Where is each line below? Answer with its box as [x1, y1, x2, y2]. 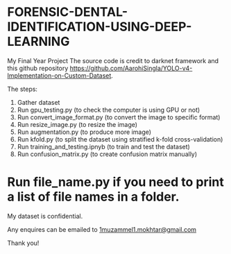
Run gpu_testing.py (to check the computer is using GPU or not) [17, 105, 200, 114]
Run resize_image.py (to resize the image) [17, 120, 137, 128]
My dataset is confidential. [7, 212, 83, 220]
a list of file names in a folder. [7, 189, 180, 205]
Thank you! [7, 239, 40, 247]
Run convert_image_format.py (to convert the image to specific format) [17, 112, 221, 121]
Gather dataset [17, 98, 60, 106]
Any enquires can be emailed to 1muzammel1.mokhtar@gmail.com [7, 225, 196, 233]
